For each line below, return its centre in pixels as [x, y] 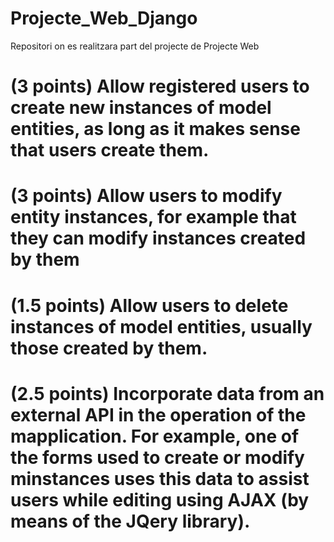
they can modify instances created [158, 238]
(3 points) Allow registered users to [160, 86]
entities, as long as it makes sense [155, 129]
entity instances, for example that [153, 217]
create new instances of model [141, 108]
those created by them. [109, 348]
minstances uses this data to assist [160, 478]
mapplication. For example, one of [155, 436]
